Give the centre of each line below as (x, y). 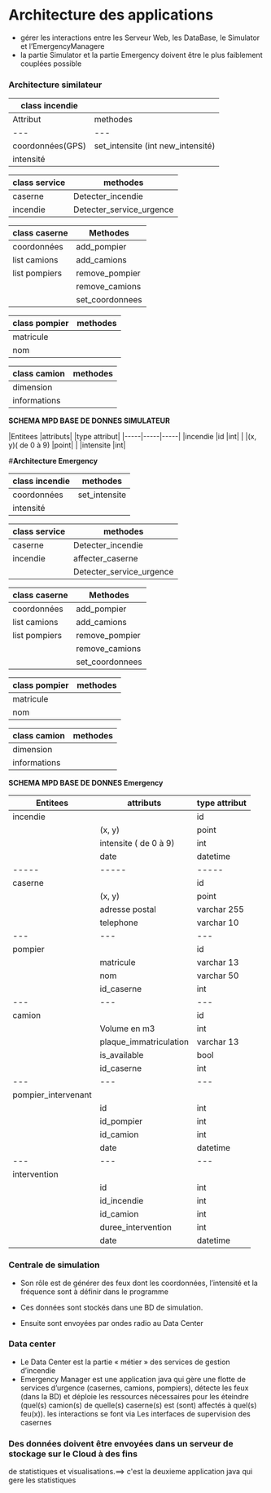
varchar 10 (218, 923)
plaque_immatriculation (144, 1042)
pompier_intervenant (52, 1095)
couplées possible (51, 64)
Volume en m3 (127, 1028)
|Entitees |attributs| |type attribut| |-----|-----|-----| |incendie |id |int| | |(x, (133, 437)
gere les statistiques (42, 1480)
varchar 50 (218, 976)
